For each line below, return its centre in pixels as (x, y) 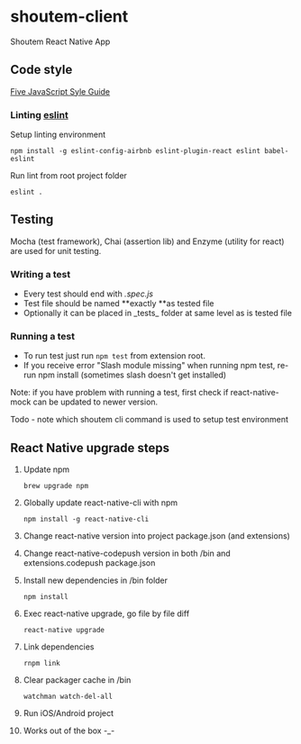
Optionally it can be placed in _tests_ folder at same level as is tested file (157, 313)
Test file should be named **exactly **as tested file (119, 304)
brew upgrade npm (56, 486)
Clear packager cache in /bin (77, 680)
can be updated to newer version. (96, 402)
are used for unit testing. (56, 250)
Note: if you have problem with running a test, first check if (119, 393)
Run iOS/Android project (68, 713)
